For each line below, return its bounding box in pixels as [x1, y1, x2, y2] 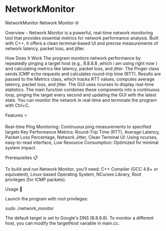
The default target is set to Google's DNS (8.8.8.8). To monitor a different [5, 215, 154, 221]
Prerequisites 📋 [5, 154, 38, 160]
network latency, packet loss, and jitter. [5, 46, 85, 51]
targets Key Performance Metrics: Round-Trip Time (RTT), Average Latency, [5, 129, 160, 135]
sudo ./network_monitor [5, 205, 54, 211]
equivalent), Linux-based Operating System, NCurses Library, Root [5, 171, 142, 177]
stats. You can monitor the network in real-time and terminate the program [5, 97, 157, 103]
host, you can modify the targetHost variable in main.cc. [5, 220, 120, 226]
